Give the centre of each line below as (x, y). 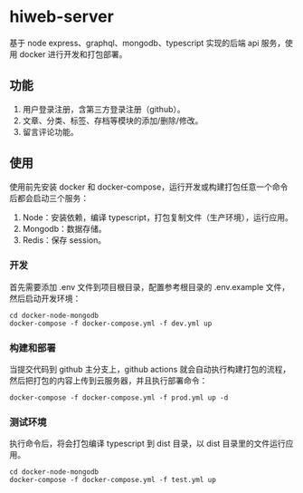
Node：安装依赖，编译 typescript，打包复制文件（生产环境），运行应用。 (158, 217)
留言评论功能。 (50, 131)
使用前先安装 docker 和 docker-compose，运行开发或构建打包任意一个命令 (149, 187)
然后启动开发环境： (45, 298)
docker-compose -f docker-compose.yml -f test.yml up (113, 480)
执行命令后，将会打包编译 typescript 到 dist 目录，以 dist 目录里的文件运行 (148, 444)
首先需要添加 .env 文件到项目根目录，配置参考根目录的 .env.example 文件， (150, 286)
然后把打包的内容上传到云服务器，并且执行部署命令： (109, 381)
